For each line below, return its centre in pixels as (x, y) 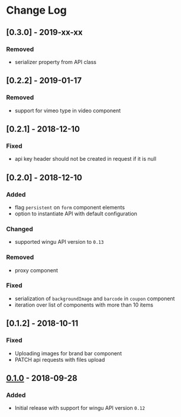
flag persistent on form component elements (70, 207)
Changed (20, 229)
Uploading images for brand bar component (68, 353)
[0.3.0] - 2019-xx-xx (44, 32)
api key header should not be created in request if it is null (85, 159)
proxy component (36, 270)
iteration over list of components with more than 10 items (84, 305)
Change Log (36, 10)
